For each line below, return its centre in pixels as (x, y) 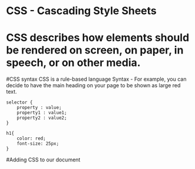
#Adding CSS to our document (43, 160)
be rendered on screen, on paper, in (95, 50)
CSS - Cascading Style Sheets (82, 11)
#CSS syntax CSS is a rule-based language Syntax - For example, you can (96, 79)
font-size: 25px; (38, 144)
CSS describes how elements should (98, 38)
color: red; (31, 139)
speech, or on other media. (73, 63)
